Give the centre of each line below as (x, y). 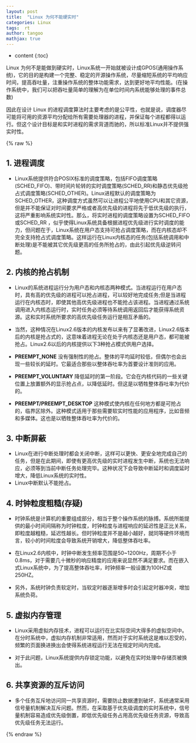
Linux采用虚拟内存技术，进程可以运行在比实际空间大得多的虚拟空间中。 (101, 631)
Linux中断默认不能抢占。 (44, 483)
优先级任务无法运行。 (40, 722)
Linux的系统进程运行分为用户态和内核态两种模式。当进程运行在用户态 (98, 287)
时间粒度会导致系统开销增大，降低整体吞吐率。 (97, 540)
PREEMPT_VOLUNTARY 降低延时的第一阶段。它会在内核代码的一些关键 (101, 376)
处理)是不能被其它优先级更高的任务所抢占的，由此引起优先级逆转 (98, 244)
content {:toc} (31, 56)
